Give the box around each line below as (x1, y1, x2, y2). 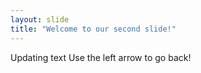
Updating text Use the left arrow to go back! (10, 51, 192, 63)
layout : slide (10, 14, 70, 25)
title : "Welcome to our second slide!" (10, 24, 177, 34)
